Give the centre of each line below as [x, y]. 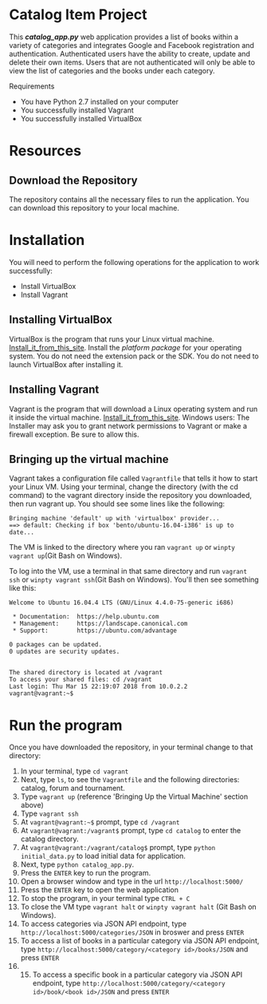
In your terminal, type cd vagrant [75, 771]
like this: [23, 588]
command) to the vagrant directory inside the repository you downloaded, [130, 496]
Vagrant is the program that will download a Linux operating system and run [133, 409]
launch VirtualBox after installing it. [66, 364]
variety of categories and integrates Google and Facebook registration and [132, 45]
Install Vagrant [44, 294]
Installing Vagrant [54, 390]
